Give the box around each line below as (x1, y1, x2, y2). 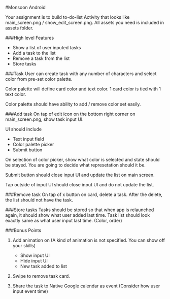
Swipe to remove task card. (12, 273, 70, 279)
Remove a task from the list (12, 55, 70, 61)
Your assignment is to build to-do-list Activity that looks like (5, 14, 130, 20)
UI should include (5, 126, 42, 132)
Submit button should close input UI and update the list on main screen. (5, 172, 155, 178)
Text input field (12, 136, 44, 142)
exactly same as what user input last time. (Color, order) (5, 218, 123, 223)
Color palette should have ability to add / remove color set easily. (5, 101, 141, 107)
